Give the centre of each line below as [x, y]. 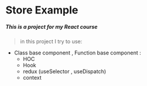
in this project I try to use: [51, 42]
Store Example [42, 10]
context [32, 78]
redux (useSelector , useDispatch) [64, 71]
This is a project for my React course [52, 26]
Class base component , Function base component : [77, 53]
